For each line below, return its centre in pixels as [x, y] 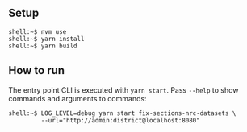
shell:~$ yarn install [46, 39]
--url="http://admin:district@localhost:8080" [120, 120]
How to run [37, 70]
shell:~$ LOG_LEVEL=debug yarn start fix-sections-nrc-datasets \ [122, 113]
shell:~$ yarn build [43, 46]
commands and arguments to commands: [77, 98]
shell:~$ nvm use [38, 31]
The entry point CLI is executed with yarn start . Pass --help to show [123, 90]
